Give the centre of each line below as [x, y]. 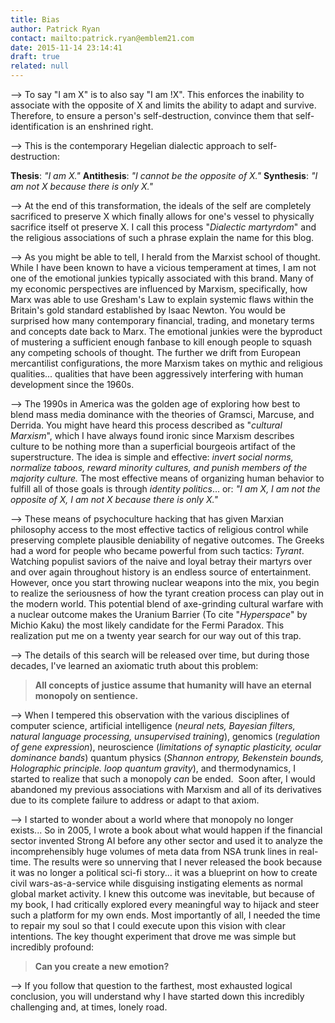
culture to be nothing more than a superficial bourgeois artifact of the [153, 446]
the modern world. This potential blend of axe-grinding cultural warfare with [167, 604]
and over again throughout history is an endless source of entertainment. [161, 572]
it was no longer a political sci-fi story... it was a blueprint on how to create [164, 872]
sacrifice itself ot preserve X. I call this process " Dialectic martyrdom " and [163, 227]
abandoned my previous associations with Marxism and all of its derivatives [166, 789]
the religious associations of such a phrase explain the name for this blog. [162, 237]
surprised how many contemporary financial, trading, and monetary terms [162, 320]
